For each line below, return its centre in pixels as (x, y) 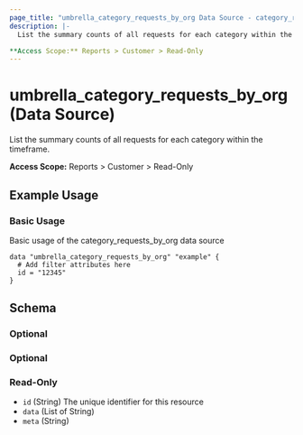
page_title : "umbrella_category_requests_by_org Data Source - (131, 18)
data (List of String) (58, 412)
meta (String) (46, 421)
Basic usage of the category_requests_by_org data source (117, 240)
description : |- (40, 26)
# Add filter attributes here (74, 264)
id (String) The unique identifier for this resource (113, 402)
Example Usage (54, 195)
